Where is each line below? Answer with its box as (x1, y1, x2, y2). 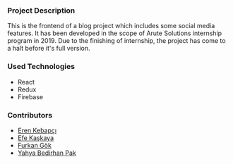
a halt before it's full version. (7, 44, 90, 53)
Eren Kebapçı (17, 126, 57, 134)
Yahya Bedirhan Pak (17, 149, 76, 157)
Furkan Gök (17, 141, 52, 149)
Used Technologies (7, 62, 76, 72)
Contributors (7, 110, 53, 120)
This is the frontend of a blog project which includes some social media (7, 22, 215, 30)
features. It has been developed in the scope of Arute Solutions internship (7, 29, 222, 37)
